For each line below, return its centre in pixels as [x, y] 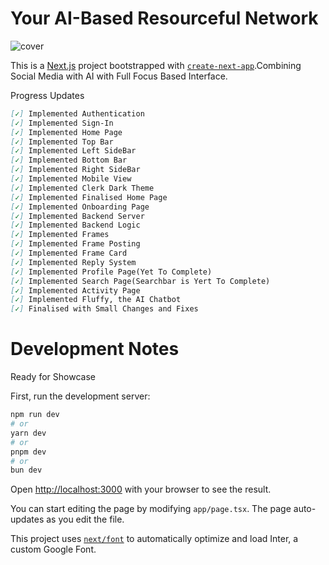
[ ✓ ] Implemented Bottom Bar [69, 160]
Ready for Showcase [53, 377]
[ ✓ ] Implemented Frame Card [69, 253]
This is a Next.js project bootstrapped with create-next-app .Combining [156, 65]
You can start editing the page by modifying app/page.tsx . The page [151, 509]
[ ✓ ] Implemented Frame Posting [75, 244]
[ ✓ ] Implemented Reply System [73, 262]
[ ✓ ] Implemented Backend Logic [75, 225]
